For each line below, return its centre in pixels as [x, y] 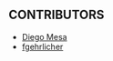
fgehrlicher [42, 46]
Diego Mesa [44, 36]
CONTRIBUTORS [56, 15]
